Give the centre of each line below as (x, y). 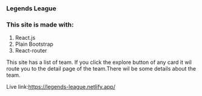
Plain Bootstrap (34, 44)
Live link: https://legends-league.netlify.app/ (61, 87)
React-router (31, 51)
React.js (25, 38)
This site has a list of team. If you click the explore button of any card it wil (99, 62)
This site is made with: (40, 24)
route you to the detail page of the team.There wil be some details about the (101, 69)
